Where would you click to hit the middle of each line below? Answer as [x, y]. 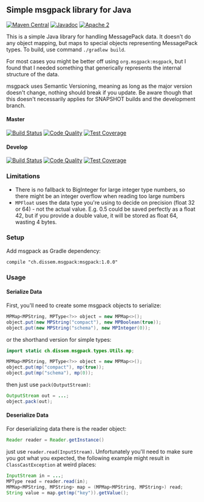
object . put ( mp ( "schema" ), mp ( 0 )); [50, 373]
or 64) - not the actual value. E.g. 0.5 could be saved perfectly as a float [105, 209]
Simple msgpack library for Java [69, 10]
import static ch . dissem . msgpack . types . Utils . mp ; [70, 351]
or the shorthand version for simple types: [59, 339]
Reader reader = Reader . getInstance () [55, 440]
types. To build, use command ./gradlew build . [66, 49]
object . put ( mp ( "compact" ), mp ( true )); [55, 367]
